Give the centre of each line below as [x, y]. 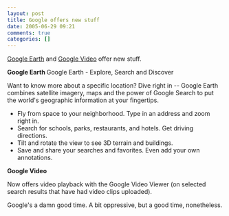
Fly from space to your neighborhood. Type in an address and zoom [113, 114]
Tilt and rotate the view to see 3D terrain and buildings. [95, 143]
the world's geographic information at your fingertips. [83, 100]
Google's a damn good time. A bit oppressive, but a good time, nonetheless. [115, 205]
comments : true [29, 33]
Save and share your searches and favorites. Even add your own [108, 150]
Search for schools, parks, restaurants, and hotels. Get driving [105, 128]
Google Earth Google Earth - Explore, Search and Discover [90, 72]
